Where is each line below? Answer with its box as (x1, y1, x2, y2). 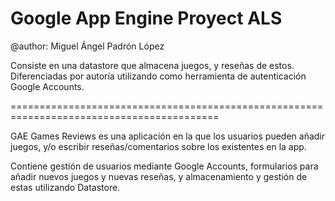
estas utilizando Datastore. (10, 181, 121, 193)
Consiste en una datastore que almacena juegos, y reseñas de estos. (10, 59, 295, 71)
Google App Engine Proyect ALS (10, 7, 283, 30)
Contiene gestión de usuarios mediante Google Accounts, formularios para (10, 160, 319, 172)
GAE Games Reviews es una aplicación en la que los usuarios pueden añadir (10, 130, 326, 142)
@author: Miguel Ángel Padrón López (10, 40, 165, 52)
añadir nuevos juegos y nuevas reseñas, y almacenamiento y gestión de (10, 170, 308, 182)
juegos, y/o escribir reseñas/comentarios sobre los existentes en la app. (10, 140, 307, 152)
